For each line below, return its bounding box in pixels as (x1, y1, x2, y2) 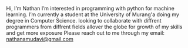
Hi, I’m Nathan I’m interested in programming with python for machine (6, 5, 174, 12)
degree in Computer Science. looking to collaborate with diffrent (6, 17, 162, 24)
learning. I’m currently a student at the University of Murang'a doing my (6, 11, 179, 18)
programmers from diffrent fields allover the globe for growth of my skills (6, 23, 183, 30)
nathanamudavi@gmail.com (6, 36, 73, 42)
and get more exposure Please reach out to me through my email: (6, 29, 165, 36)
